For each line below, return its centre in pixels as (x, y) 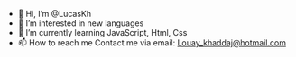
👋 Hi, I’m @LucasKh (55, 14)
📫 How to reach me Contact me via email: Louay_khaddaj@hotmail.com (152, 43)
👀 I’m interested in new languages (81, 23)
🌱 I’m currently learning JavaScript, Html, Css (102, 33)
